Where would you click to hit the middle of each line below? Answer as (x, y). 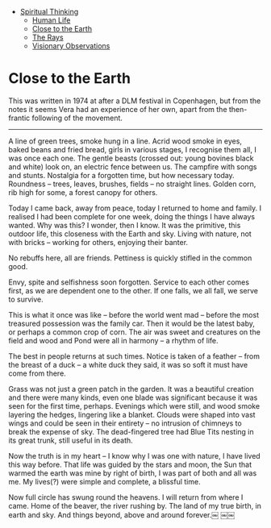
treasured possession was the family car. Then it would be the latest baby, (132, 323)
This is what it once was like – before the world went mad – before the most (134, 314)
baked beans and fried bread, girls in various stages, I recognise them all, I (132, 149)
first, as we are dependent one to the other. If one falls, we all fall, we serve (133, 290)
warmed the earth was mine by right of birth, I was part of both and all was (133, 473)
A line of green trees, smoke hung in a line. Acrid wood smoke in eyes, (125, 141)
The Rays (48, 37)
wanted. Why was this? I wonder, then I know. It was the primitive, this (125, 225)
